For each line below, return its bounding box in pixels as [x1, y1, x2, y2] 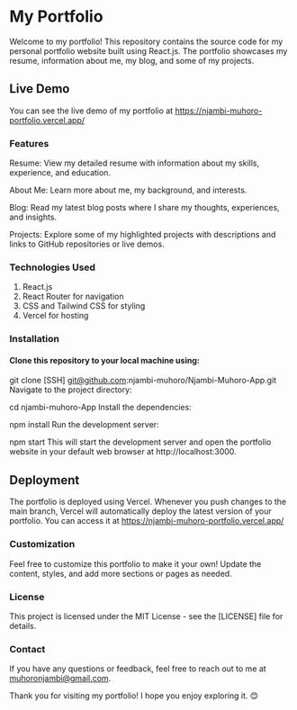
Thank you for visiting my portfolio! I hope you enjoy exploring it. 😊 [9, 690, 259, 701]
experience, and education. [9, 167, 111, 178]
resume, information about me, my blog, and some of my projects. [9, 55, 255, 66]
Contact [9, 643, 46, 655]
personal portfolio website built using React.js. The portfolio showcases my [9, 45, 288, 56]
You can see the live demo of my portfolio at [9, 105, 174, 116]
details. [9, 620, 37, 631]
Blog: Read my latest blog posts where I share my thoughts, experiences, [9, 202, 281, 213]
